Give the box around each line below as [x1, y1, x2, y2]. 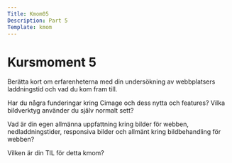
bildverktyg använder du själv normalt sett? [7, 106, 134, 115]
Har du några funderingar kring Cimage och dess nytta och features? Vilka [7, 99, 226, 107]
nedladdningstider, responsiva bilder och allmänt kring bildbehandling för [7, 128, 221, 136]
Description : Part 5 [7, 17, 69, 24]
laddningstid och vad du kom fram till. [7, 85, 118, 94]
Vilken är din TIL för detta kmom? [7, 149, 104, 157]
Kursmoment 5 [7, 54, 97, 70]
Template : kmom [7, 23, 53, 30]
